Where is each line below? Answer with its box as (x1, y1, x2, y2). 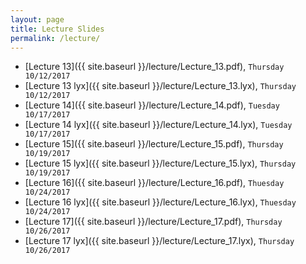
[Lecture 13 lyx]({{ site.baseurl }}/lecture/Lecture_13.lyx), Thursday (24, 80, 297, 92)
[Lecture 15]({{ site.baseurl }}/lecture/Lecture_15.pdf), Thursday (24, 138, 284, 150)
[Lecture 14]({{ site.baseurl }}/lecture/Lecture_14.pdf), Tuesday (24, 99, 280, 111)
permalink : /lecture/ (10, 33, 101, 43)
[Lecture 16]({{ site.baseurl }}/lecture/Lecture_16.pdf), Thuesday (24, 177, 285, 189)
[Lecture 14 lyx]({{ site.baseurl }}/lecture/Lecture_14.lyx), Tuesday (24, 119, 293, 131)
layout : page (10, 14, 65, 25)
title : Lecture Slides (10, 24, 105, 34)
